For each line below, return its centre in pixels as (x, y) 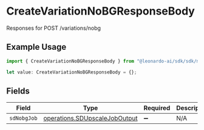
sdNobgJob (23, 118)
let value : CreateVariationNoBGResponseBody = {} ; (72, 72)
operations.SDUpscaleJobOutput (90, 118)
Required (157, 108)
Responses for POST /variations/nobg (54, 28)
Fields (18, 91)
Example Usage (36, 47)
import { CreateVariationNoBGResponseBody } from (70, 61)
